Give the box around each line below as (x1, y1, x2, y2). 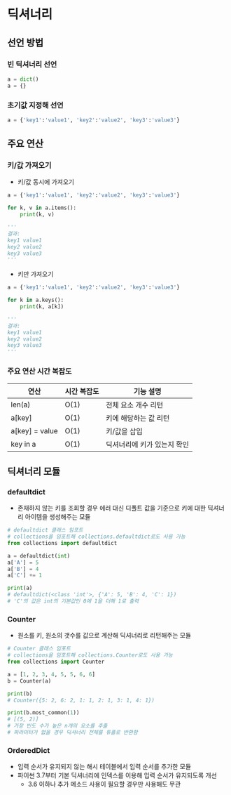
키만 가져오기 (17, 270, 54, 278)
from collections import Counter (7, 658, 105, 666)
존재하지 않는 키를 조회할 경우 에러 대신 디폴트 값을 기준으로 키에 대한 (17, 504, 206, 513)
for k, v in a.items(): (7, 204, 77, 211)
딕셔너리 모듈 (7, 465, 61, 478)
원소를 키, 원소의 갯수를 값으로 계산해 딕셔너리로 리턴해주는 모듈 (17, 631, 191, 640)
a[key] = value (10, 426, 58, 435)
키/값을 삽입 (106, 426, 143, 436)
